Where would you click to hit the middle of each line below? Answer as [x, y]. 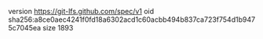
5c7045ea [25, 28]
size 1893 [58, 28]
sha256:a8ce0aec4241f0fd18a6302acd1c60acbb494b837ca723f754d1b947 [132, 19]
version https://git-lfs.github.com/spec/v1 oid [81, 11]
